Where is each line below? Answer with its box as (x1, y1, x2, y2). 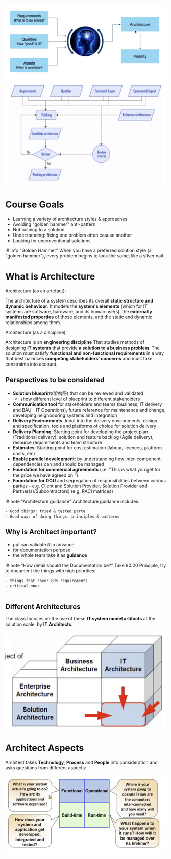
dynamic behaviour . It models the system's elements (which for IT (5, 303, 148, 309)
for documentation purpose (12, 547, 71, 553)
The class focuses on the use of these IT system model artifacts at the (5, 616, 156, 622)
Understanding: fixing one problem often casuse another (12, 232, 132, 238)
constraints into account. (5, 361, 58, 367)
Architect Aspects (5, 742, 84, 754)
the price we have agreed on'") (12, 472, 78, 478)
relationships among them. (5, 319, 61, 326)
